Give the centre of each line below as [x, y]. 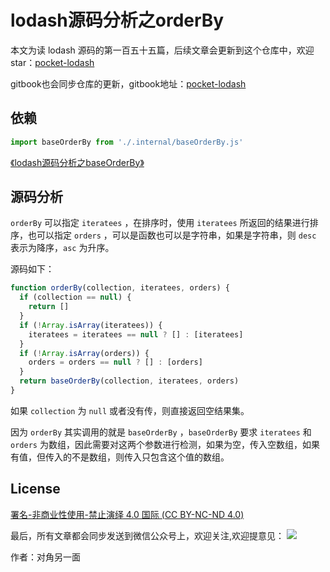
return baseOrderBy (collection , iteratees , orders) [129, 381]
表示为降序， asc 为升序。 [62, 248]
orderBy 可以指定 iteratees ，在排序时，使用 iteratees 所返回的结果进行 [160, 223]
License [35, 489]
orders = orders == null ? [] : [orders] [115, 362]
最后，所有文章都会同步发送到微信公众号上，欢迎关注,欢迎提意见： [147, 535]
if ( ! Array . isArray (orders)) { [84, 353]
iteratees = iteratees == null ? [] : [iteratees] [136, 334]
